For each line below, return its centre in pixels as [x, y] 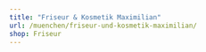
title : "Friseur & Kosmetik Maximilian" [86, 17]
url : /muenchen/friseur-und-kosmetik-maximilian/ [103, 26]
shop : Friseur [36, 33]
